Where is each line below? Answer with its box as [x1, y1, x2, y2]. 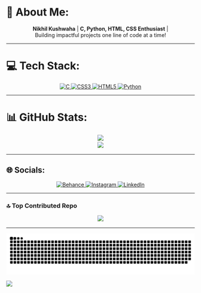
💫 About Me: [6, 5, 69, 19]
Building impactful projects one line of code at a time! [35, 31, 166, 38]
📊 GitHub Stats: [6, 110, 88, 124]
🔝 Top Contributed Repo [6, 201, 78, 209]
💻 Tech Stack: [6, 59, 80, 73]
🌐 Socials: [6, 165, 45, 175]
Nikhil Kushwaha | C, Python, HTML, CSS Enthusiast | [32, 25, 169, 32]
